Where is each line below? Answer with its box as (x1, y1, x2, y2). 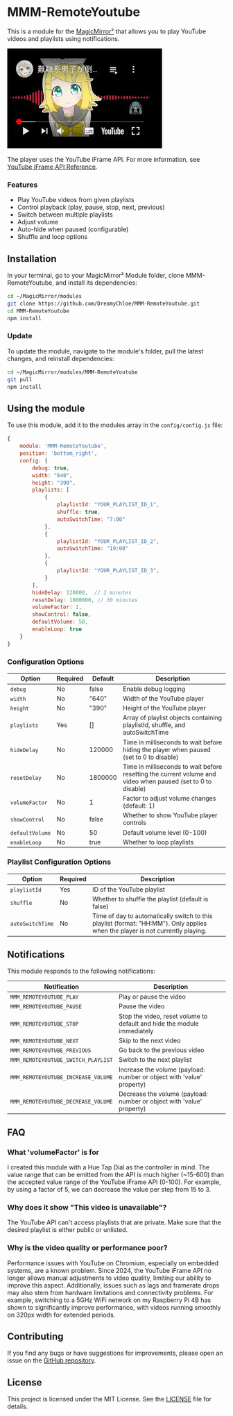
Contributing (7, 1331, 64, 1342)
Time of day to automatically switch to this (92, 912, 213, 920)
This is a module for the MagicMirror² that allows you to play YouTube (7, 27, 207, 35)
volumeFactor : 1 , (32, 603, 82, 611)
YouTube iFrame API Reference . (7, 163, 98, 171)
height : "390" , (32, 479, 76, 486)
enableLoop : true (32, 626, 82, 633)
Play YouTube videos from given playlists (17, 196, 135, 204)
